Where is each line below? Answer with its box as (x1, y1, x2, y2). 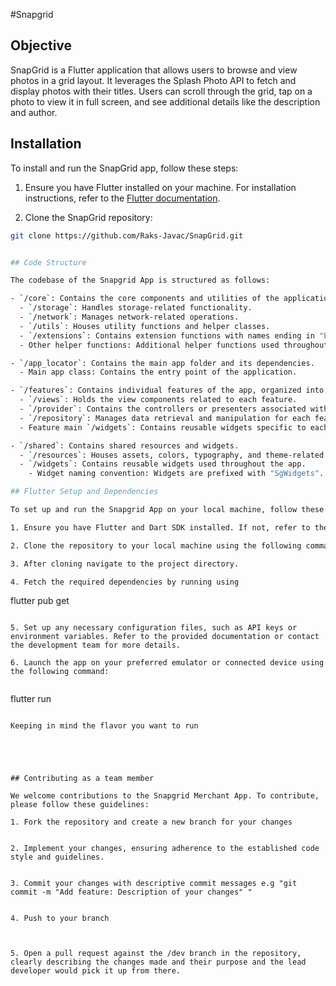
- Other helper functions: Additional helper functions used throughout (19, 340, 329, 350)
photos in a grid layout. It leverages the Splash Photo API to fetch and (10, 74, 297, 86)
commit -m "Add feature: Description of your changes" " (10, 887, 253, 898)
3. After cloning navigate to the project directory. (10, 559, 240, 569)
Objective (10, 37, 73, 54)
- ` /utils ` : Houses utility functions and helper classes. (19, 321, 271, 331)
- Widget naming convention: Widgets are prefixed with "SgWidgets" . (28, 469, 325, 479)
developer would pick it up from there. (10, 966, 182, 976)
